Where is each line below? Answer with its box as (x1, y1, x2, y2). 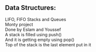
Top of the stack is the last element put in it (5, 42, 91, 47)
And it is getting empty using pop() (5, 37, 75, 42)
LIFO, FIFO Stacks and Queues (5, 16, 66, 22)
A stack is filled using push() (5, 31, 62, 37)
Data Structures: (5, 4, 56, 12)
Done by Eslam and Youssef (5, 26, 62, 32)
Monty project (5, 21, 33, 27)
